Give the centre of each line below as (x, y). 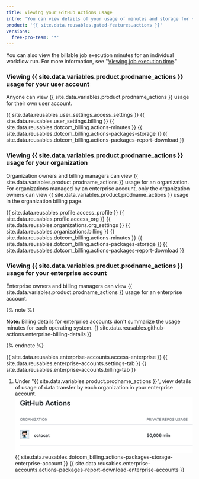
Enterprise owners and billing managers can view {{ (69, 286)
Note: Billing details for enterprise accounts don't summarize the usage (93, 322)
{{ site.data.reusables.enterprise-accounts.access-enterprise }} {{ (87, 357)
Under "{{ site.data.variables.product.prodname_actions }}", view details (103, 381)
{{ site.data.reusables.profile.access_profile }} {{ (65, 212)
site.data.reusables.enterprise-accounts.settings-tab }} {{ (76, 363)
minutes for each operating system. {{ (52, 328)
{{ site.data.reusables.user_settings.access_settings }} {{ (76, 115)
